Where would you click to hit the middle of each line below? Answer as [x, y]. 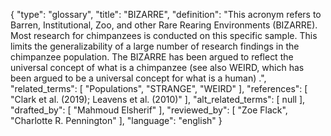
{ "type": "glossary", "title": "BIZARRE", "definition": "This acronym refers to [166, 14]
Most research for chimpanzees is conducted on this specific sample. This [164, 35]
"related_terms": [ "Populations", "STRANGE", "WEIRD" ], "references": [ [159, 88]
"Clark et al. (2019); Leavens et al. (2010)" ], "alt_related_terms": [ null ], [158, 99]
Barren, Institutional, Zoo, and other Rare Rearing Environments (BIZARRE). [164, 25]
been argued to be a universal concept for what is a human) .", [138, 78]
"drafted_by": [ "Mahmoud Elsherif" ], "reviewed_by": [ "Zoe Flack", [149, 110]
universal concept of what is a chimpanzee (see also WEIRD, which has [157, 67]
